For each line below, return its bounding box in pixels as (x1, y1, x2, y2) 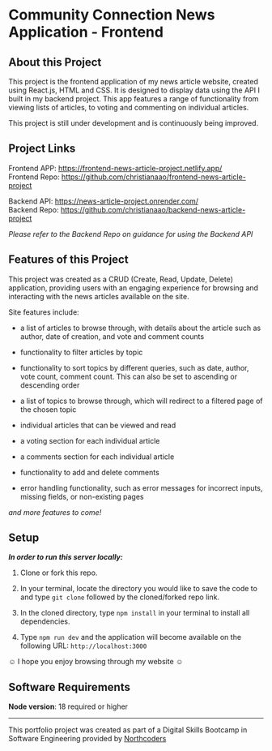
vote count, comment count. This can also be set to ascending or (19, 371, 238, 381)
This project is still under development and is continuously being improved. (8, 118, 259, 127)
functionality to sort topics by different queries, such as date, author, (19, 363, 249, 372)
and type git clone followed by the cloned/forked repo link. (19, 592, 220, 602)
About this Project (8, 55, 102, 69)
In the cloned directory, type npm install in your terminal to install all (19, 608, 250, 618)
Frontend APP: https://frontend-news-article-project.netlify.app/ (8, 163, 223, 173)
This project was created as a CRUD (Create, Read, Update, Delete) (8, 274, 233, 284)
